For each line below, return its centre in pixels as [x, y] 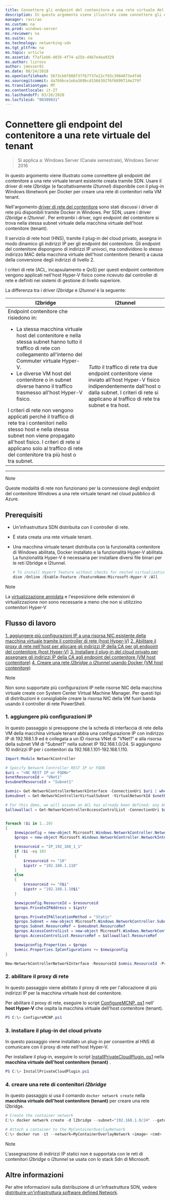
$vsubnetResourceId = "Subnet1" [39, 782]
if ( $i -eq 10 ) [30, 851]
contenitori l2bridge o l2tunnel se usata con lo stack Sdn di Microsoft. [78, 1159]
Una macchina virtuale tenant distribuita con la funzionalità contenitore [86, 547]
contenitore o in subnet [44, 380]
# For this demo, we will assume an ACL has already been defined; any [82, 805]
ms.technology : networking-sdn [38, 43]
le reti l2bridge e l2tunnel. [39, 563]
